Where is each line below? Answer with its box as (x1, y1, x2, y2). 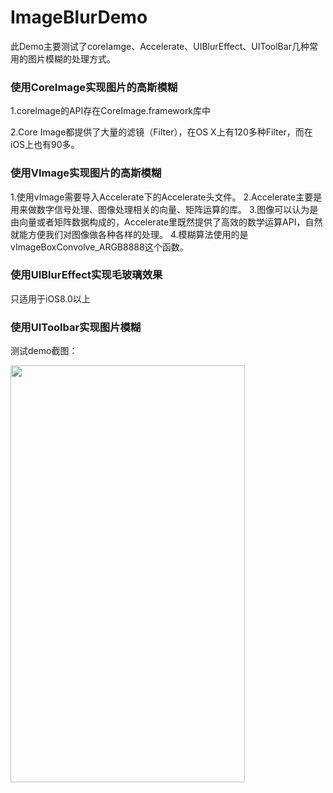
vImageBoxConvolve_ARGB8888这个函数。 (10, 241, 189, 253)
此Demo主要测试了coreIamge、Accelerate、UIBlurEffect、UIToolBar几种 (10, 40, 310, 52)
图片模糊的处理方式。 (27, 52, 116, 65)
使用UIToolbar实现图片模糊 (10, 320, 142, 334)
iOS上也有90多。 (10, 139, 80, 151)
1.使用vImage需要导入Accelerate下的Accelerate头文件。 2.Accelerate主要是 (10, 191, 323, 203)
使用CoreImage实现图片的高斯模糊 (10, 80, 178, 94)
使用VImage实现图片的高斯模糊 (10, 166, 162, 180)
